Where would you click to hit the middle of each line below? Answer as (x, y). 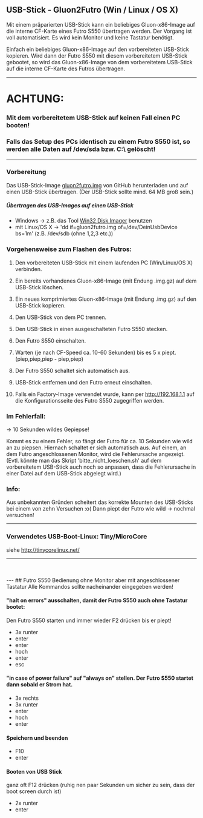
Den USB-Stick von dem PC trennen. (61, 317)
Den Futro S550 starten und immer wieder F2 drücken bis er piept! (89, 620)
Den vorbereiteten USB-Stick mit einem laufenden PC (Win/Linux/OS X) (104, 263)
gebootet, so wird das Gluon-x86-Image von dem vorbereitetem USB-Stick (100, 62)
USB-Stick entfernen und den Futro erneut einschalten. (83, 382)
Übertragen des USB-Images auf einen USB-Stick (70, 206)
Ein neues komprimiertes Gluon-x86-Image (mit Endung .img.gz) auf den (106, 299)
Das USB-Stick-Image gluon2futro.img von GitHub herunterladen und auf (97, 185)
